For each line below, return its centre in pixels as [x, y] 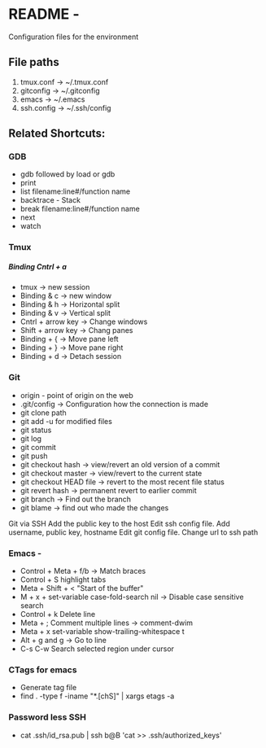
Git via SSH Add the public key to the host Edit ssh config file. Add [119, 523]
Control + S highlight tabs [63, 580]
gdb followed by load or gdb [68, 174]
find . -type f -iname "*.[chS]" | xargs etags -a [97, 696]
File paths [34, 62]
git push [34, 456]
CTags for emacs [43, 670]
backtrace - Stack [50, 200]
